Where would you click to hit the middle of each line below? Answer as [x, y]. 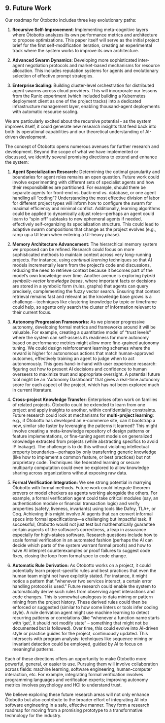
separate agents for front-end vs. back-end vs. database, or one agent [84, 192]
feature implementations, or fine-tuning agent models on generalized [82, 436]
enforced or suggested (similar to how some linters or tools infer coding [85, 607]
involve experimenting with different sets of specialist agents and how [83, 182]
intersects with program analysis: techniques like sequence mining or [82, 639]
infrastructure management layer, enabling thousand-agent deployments [86, 106]
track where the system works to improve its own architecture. [76, 50]
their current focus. [32, 312]
